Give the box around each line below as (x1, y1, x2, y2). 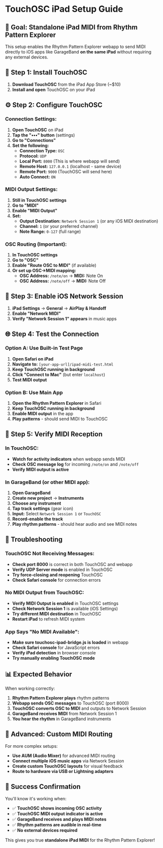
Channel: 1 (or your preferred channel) (19, 223, 98, 229)
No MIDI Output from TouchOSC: (5, 589, 84, 596)
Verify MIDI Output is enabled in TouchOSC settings (12, 600, 119, 606)
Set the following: (12, 142, 49, 148)
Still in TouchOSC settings (12, 197, 67, 203)
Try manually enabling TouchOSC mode (12, 655, 95, 661)
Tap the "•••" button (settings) (12, 132, 75, 138)
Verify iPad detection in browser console (12, 650, 96, 656)
